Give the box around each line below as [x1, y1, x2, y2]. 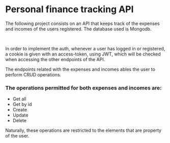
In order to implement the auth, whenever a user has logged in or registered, [5, 45, 165, 51]
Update [12, 112, 29, 118]
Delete [12, 118, 27, 124]
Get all [12, 96, 26, 102]
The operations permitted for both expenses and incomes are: [5, 84, 162, 91]
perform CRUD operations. [5, 71, 62, 77]
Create [12, 107, 27, 113]
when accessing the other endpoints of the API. [5, 56, 105, 62]
